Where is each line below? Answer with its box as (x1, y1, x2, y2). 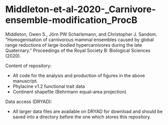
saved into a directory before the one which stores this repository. (12, 113, 151, 120)
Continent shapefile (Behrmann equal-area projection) (12, 88, 127, 95)
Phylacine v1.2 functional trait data (12, 83, 85, 89)
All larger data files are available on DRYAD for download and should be (12, 108, 163, 114)
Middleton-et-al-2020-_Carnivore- (5, 4, 156, 15)
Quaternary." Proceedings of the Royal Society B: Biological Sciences (5, 47, 151, 53)
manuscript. (12, 78, 38, 84)
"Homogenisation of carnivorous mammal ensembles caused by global (5, 37, 154, 43)
